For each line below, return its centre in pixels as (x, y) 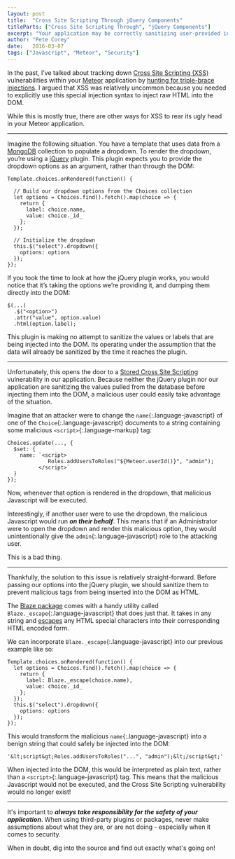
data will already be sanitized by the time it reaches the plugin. (97, 352)
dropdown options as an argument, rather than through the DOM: (101, 166)
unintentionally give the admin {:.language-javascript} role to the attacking (112, 536)
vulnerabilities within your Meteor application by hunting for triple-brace (111, 80)
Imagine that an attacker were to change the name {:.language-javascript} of (115, 415)
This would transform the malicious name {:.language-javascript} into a (107, 736)
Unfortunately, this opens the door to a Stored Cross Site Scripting (103, 371)
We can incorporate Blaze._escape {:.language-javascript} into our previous (115, 641)
